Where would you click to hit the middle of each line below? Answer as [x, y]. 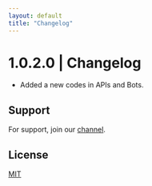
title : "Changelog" [41, 23]
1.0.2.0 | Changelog [75, 63]
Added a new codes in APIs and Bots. [82, 85]
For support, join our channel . [57, 130]
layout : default [35, 16]
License [28, 154]
